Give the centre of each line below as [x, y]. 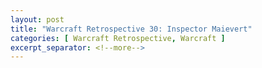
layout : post [37, 19]
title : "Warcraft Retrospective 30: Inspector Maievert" [131, 29]
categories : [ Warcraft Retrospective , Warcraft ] [118, 38]
